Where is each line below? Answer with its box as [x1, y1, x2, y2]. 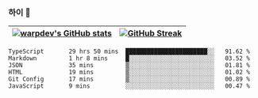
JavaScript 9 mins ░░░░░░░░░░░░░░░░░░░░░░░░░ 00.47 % [8, 82, 250, 90]
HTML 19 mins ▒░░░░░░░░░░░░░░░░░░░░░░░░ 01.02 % [8, 69, 250, 77]
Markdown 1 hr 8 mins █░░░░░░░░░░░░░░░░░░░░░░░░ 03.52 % [8, 55, 250, 62]
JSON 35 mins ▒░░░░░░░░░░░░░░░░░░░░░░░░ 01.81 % [8, 62, 250, 70]
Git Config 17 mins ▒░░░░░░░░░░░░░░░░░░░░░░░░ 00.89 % [8, 75, 250, 84]
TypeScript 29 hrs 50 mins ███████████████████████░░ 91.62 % [8, 47, 250, 56]
